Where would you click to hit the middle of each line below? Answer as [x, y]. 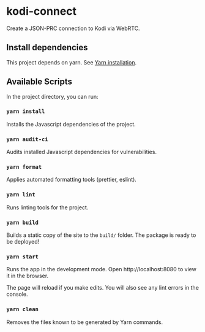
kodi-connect [42, 11]
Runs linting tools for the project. [47, 207]
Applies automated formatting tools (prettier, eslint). [71, 180]
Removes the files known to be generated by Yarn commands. [85, 322]
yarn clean [22, 309]
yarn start [22, 257]
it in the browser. [28, 276]
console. [17, 294]
